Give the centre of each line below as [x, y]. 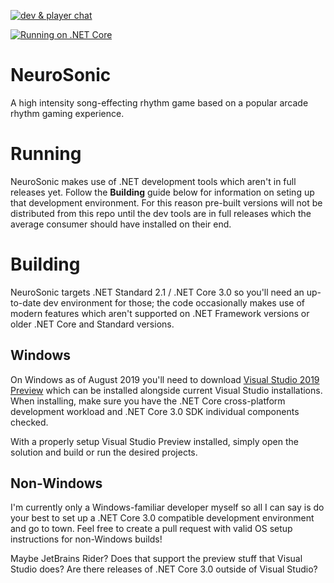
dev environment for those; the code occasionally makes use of [174, 302]
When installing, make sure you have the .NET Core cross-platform [148, 401]
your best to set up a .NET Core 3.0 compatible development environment [162, 518]
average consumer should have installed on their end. [121, 224]
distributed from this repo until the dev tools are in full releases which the [161, 213]
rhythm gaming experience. [67, 113]
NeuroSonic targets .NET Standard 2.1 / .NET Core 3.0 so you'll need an [157, 292]
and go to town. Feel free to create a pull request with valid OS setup [151, 529]
